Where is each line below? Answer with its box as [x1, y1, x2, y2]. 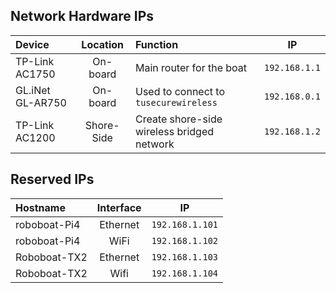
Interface [96, 200, 142, 214]
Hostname [15, 200, 66, 214]
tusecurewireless [134, 97, 218, 108]
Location [81, 37, 125, 51]
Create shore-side [134, 112, 223, 126]
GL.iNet [15, 83, 51, 97]
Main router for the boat [134, 60, 248, 74]
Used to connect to [134, 84, 226, 98]
